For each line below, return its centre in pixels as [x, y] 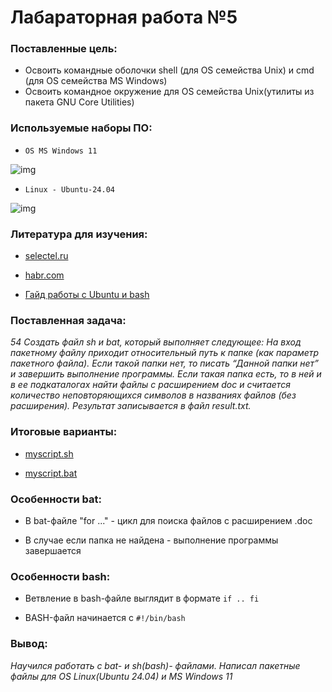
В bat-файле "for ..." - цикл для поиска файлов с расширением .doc [168, 520]
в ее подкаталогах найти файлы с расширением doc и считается [150, 385]
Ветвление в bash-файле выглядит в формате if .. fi [142, 598]
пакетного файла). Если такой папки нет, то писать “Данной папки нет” [164, 363]
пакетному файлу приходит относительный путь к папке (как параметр [165, 353]
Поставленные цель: [64, 49]
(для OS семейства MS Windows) [96, 81]
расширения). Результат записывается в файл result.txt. [131, 406]
